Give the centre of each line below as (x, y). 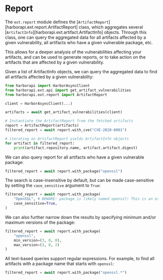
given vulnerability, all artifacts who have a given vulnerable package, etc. (79, 42)
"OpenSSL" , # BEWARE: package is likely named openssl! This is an (83, 199)
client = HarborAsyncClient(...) (39, 103)
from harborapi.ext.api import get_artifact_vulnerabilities (68, 90)
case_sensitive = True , (35, 204)
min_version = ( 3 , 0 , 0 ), (38, 240)
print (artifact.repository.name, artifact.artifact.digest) (76, 148)
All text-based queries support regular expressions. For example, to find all (80, 259)
